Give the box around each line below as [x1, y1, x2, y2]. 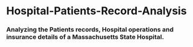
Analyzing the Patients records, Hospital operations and [6, 26, 174, 34]
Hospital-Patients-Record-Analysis [6, 4, 187, 18]
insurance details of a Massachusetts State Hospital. [6, 33, 165, 41]
